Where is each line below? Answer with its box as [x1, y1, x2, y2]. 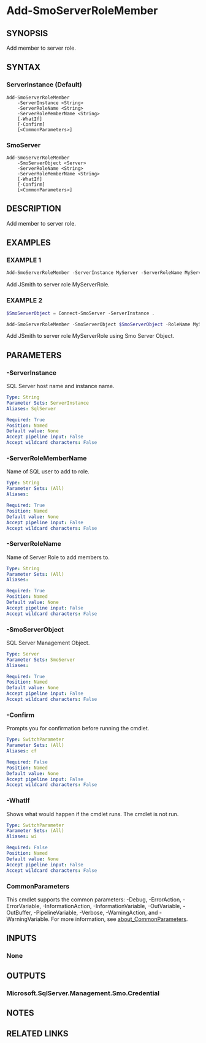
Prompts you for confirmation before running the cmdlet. [6, 725, 150, 732]
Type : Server [6, 651, 40, 657]
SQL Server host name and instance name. [6, 383, 115, 390]
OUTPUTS [6, 970, 46, 981]
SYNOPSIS [6, 28, 48, 39]
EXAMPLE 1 [6, 256, 42, 264]
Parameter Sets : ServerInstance [6, 400, 89, 406]
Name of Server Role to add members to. [6, 553, 110, 561]
